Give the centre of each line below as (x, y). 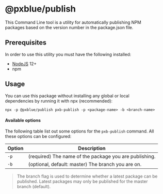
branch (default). (34, 186)
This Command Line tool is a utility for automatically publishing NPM (73, 22)
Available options (23, 120)
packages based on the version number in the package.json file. (69, 27)
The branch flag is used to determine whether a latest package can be (87, 176)
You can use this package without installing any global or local (67, 96)
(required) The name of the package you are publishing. (92, 156)
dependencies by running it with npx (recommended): (59, 101)
